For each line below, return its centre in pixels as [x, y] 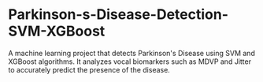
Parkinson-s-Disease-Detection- [119, 15]
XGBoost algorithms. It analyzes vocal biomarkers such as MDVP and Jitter [130, 61]
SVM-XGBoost [57, 31]
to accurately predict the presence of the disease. [89, 69]
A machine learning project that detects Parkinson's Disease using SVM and [132, 53]
